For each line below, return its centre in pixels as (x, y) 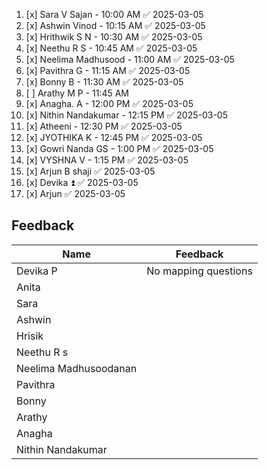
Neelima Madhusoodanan (77, 368)
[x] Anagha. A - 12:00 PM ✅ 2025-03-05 (109, 103)
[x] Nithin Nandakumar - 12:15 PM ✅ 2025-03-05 (126, 115)
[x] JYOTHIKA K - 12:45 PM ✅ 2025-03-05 (114, 137)
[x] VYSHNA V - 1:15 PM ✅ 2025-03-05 (107, 160)
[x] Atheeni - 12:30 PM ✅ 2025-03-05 (104, 126)
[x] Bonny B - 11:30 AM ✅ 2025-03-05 (104, 82)
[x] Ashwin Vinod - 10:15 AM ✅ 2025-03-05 (115, 25)
